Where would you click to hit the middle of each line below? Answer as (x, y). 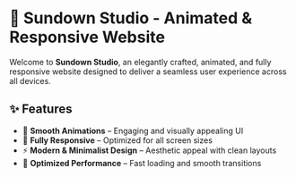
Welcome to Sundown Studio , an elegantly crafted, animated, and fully (140, 62)
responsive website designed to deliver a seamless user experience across (148, 72)
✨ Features (41, 110)
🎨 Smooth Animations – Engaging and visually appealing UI (133, 131)
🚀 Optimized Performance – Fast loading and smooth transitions (142, 163)
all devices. (30, 80)
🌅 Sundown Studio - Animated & (131, 18)
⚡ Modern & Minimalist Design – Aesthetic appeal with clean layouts (149, 150)
